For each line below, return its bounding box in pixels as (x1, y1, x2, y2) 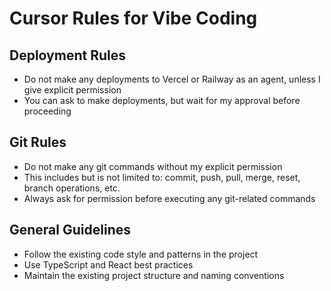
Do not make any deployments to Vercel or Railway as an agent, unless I (23, 73, 321, 85)
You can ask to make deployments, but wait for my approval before (23, 95, 301, 106)
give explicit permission (23, 84, 122, 96)
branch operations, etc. (23, 182, 121, 194)
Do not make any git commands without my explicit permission (23, 160, 283, 172)
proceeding (23, 105, 72, 117)
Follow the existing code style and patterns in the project (23, 248, 259, 260)
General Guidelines (9, 222, 131, 239)
